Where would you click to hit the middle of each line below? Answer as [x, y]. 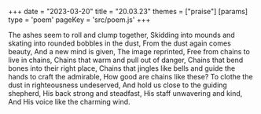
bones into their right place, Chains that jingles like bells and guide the [122, 68]
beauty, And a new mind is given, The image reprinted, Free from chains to [129, 51]
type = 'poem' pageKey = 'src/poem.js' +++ [79, 20]
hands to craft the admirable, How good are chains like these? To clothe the [130, 77]
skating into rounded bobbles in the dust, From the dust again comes [120, 43]
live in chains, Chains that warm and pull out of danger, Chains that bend [126, 60]
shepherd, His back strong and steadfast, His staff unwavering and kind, [125, 93]
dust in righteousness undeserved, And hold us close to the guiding [118, 85]
